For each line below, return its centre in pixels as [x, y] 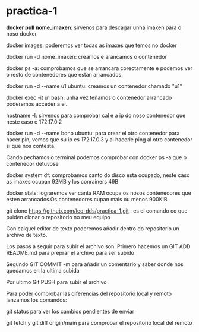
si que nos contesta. [31, 146]
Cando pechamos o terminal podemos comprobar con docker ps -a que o [97, 157]
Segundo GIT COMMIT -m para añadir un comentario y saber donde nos [95, 264]
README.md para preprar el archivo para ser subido [70, 252]
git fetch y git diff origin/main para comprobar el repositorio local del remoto [99, 322]
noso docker [22, 33]
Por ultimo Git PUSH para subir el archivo [56, 282]
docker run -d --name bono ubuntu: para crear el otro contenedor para [93, 133]
